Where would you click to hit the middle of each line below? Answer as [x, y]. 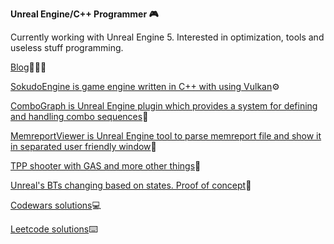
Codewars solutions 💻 [56, 205]
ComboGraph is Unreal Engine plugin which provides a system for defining [164, 106]
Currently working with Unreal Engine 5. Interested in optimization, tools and [167, 37]
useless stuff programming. [67, 47]
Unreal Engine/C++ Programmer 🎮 [84, 14]
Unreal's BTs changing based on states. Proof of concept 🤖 [131, 185]
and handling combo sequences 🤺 [79, 116]
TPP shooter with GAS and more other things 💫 [106, 166]
